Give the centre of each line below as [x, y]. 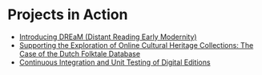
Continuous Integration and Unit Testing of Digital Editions [115, 62]
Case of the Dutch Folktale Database [80, 53]
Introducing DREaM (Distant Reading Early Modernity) [108, 37]
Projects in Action [68, 15]
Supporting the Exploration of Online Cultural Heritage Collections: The [136, 45]
